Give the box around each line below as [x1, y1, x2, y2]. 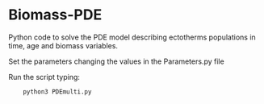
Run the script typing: [8, 72, 81, 81]
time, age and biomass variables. [8, 40, 119, 50]
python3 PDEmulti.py [23, 87, 92, 96]
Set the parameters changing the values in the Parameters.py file [8, 56, 224, 66]
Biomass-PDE [8, 6, 103, 24]
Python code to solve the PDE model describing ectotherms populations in [8, 32, 256, 42]
